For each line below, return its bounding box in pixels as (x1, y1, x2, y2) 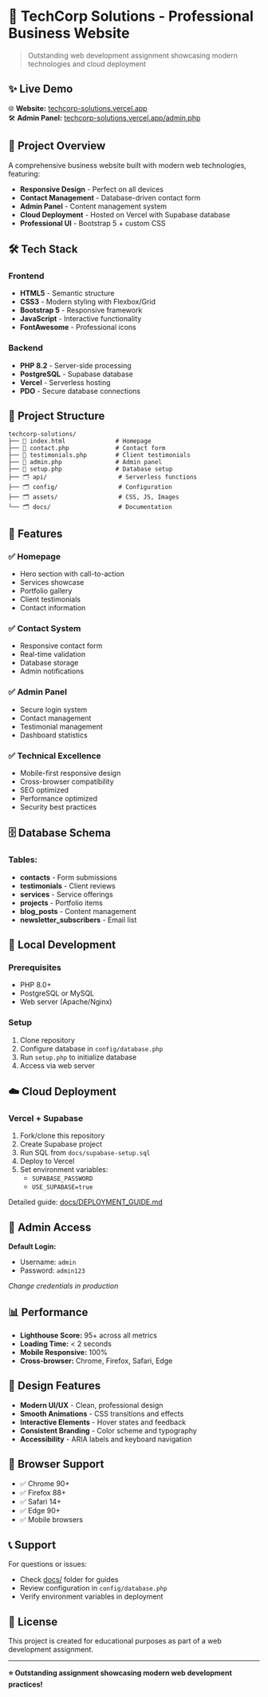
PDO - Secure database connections (19, 386, 141, 395)
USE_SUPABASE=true (31, 1183, 93, 1191)
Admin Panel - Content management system (19, 201, 167, 211)
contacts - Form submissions (19, 872, 117, 882)
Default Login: (8, 1242, 57, 1251)
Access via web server (19, 1060, 96, 1070)
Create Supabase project (19, 1139, 102, 1149)
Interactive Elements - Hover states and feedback (19, 1417, 186, 1427)
